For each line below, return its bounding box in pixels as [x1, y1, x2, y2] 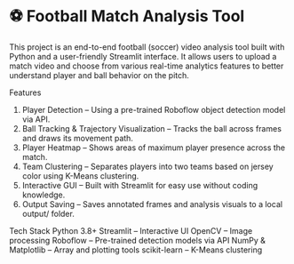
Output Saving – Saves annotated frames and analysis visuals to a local [21, 198, 282, 209]
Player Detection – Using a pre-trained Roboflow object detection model [21, 104, 286, 115]
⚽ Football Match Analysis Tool [9, 6, 245, 27]
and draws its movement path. [21, 132, 133, 143]
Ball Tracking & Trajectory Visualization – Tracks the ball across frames [21, 123, 282, 133]
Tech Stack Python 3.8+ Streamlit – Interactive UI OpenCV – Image [9, 225, 253, 236]
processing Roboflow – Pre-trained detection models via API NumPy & [9, 235, 266, 245]
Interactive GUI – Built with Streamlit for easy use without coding [21, 180, 258, 190]
